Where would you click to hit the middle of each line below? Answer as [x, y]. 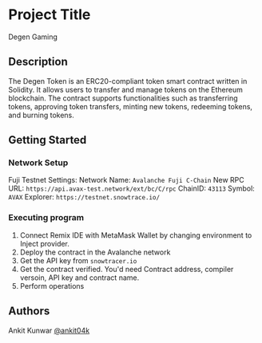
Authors [29, 311]
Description [38, 62]
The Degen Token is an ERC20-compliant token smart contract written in [128, 81]
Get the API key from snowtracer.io [78, 260]
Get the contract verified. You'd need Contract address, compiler [127, 269]
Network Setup [38, 163]
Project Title [50, 15]
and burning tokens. [41, 115]
